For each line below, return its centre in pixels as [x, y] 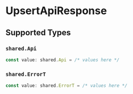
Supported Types [38, 33]
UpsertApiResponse [56, 11]
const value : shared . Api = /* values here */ [62, 60]
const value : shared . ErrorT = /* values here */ [66, 86]
